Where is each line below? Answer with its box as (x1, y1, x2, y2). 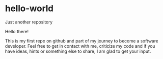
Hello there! (5, 28, 28, 34)
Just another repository (5, 19, 53, 25)
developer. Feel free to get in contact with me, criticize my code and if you (5, 43, 156, 49)
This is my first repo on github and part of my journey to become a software (5, 38, 159, 44)
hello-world (5, 3, 54, 14)
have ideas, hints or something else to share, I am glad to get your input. (5, 48, 151, 54)
